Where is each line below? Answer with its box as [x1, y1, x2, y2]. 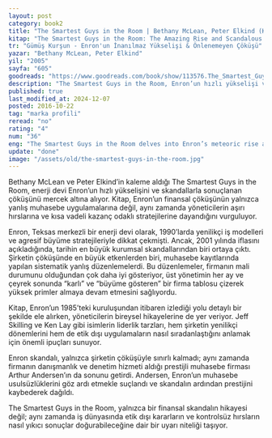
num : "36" [8, 132, 42, 140]
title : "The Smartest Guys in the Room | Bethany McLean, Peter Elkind [8, 27, 255, 35]
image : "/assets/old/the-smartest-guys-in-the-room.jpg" [8, 155, 205, 163]
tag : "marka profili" [8, 110, 82, 118]
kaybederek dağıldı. [8, 388, 74, 398]
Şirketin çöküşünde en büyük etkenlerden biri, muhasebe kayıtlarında [8, 253, 240, 263]
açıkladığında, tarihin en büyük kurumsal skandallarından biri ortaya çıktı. [8, 245, 251, 254]
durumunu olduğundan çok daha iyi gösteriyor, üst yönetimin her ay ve [8, 270, 244, 280]
